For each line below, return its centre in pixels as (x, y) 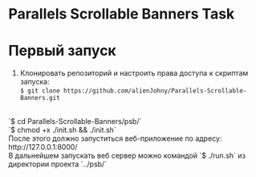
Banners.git (40, 98)
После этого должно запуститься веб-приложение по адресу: (115, 138)
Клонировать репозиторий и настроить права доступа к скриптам (134, 73)
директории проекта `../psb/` (57, 164)
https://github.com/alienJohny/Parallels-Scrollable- (155, 91)
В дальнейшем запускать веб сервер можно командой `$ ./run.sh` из (127, 156)
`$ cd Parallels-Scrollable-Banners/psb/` (75, 121)
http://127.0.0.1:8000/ (43, 147)
